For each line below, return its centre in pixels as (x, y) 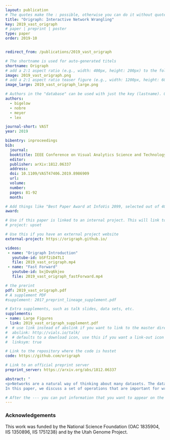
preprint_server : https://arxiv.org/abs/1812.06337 (61, 370)
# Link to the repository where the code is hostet (61, 351)
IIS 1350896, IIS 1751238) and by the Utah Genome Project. (67, 432)
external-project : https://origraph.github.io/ (56, 239)
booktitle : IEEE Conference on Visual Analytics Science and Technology (88, 155)
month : (17, 197)
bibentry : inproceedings (31, 141)
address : (19, 169)
